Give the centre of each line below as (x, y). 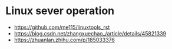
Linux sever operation (60, 11)
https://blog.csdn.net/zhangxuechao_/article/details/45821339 (90, 33)
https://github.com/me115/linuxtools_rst (62, 27)
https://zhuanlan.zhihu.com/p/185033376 (64, 40)
